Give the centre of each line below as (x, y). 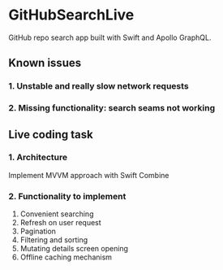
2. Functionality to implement (67, 196)
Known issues (45, 63)
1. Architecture (38, 158)
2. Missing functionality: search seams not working (112, 108)
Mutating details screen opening (74, 249)
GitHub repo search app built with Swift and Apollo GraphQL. (110, 37)
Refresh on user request (60, 223)
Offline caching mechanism (66, 257)
